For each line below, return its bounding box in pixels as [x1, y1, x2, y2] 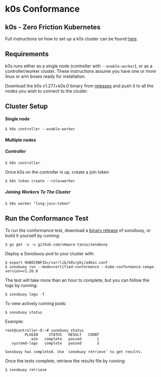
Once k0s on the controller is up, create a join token [5, 169, 109, 175]
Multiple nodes [5, 137, 37, 143]
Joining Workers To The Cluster [5, 189, 71, 195]
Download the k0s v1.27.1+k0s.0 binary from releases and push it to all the [5, 83, 154, 89]
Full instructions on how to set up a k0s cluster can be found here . [5, 36, 138, 42]
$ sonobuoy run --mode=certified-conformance [5, 264, 99, 269]
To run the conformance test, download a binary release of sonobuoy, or [5, 227, 151, 233]
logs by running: [5, 282, 38, 288]
